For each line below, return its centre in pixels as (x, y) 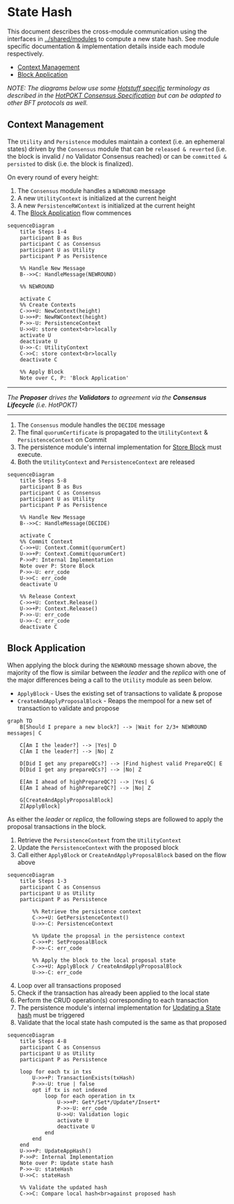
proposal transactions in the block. (57, 827)
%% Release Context (48, 596)
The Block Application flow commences (74, 212)
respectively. (25, 54)
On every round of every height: (53, 177)
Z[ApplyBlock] (40, 806)
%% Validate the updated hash (64, 1187)
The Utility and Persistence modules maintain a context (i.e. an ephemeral (116, 141)
